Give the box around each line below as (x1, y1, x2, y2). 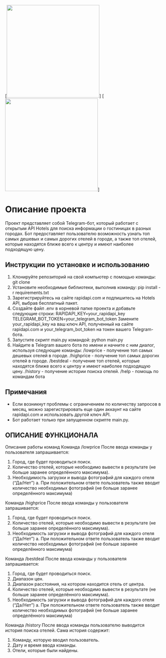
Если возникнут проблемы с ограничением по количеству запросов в (12, 401, 161, 407)
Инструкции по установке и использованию (5, 261, 150, 269)
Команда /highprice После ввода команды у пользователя (5, 500, 128, 506)
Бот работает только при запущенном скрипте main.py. (12, 416, 129, 422)
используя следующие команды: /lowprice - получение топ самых (12, 347, 153, 353)
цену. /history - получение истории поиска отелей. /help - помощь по (12, 368, 159, 374)
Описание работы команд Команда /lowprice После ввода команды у (5, 444, 152, 450)
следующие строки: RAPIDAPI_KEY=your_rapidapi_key (12, 310, 125, 316)
